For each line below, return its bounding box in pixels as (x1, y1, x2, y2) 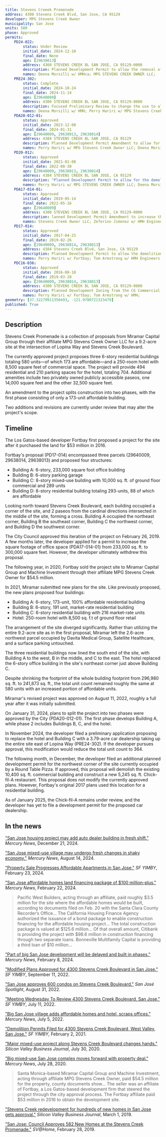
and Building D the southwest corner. (5, 524, 81, 530)
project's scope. (5, 410, 39, 416)
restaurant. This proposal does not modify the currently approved (14, 777, 148, 783)
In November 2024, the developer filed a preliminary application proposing (5, 730, 157, 736)
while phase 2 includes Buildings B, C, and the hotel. (5, 721, 112, 727)
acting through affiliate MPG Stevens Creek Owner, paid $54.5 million (17, 1076, 159, 1082)
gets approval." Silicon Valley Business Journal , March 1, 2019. (5, 1112, 132, 1118)
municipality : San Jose (5, 21, 54, 26)
